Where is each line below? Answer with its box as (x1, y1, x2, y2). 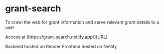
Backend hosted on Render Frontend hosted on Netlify (5, 43, 117, 49)
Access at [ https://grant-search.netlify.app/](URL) (5, 34, 108, 40)
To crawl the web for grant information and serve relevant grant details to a (5, 19, 160, 25)
